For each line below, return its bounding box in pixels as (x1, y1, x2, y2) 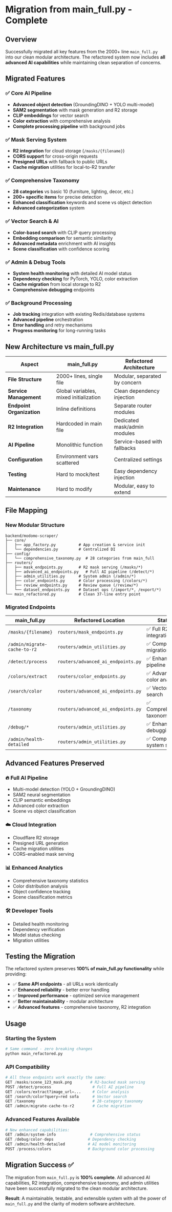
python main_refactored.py (5, 1051, 63, 1056)
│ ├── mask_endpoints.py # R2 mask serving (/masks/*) (5, 565, 143, 570)
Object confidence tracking (12, 889, 71, 895)
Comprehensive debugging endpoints (12, 286, 95, 293)
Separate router (114, 402, 152, 409)
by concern (114, 379, 142, 386)
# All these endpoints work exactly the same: (5, 1075, 106, 1080)
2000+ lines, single (56, 372, 103, 379)
